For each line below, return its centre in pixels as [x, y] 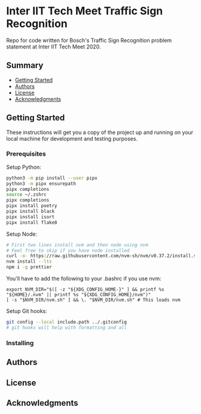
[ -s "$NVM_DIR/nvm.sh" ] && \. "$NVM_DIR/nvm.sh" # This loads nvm [93, 300]
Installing [20, 343]
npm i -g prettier [29, 267]
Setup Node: [22, 234]
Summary [25, 66]
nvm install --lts [29, 261]
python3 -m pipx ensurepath [41, 184]
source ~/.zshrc [26, 195]
